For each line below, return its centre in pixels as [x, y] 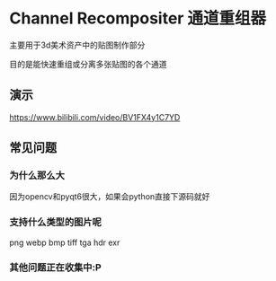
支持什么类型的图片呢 [55, 223]
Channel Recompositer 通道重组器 [138, 18]
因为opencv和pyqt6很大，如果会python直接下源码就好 [110, 197]
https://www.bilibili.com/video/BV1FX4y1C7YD [95, 117]
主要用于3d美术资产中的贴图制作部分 [77, 45]
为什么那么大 [37, 176]
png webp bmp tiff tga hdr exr [65, 242]
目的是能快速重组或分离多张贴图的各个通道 [88, 64]
